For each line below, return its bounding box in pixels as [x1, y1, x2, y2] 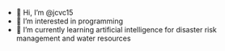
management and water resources [15, 33, 131, 43]
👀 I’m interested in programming [15, 16, 124, 26]
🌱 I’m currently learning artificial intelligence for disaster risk [15, 25, 217, 34]
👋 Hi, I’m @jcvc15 [15, 8, 74, 17]
